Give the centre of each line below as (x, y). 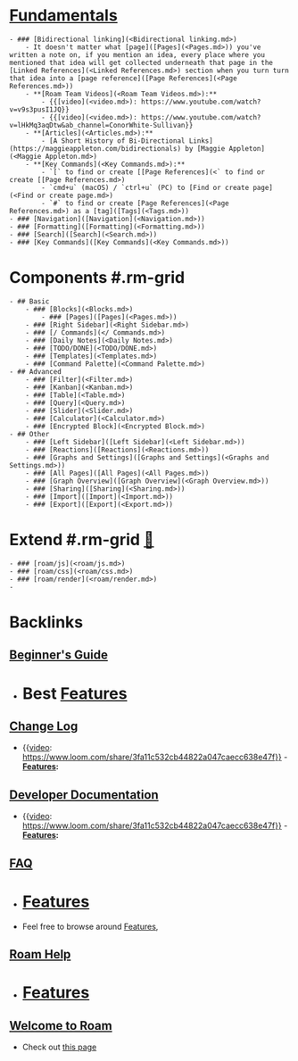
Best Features (74, 693)
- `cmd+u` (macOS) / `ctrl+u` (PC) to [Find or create (145, 187)
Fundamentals (63, 16)
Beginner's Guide (59, 655)
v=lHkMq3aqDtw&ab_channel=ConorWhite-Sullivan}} (101, 125)
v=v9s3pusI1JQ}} (39, 109)
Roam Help (40, 954)
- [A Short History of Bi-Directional (113, 141)
